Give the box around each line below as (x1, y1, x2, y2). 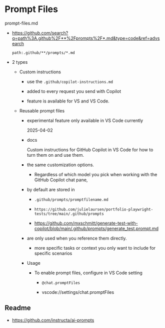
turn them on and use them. (26, 152, 84, 158)
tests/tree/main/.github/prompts (34, 211, 104, 216)
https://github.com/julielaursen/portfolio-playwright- (34, 207, 153, 212)
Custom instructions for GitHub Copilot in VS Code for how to (26, 147, 153, 153)
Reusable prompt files (19, 107, 65, 114)
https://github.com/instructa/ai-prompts (11, 317, 94, 323)
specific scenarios (34, 250, 72, 256)
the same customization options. (26, 162, 94, 168)
